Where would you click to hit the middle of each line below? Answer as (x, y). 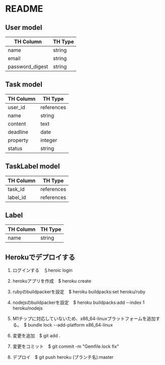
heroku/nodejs (27, 308)
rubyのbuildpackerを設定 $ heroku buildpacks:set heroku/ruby (79, 292)
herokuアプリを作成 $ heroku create (52, 281)
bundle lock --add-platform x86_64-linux (70, 325)
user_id (16, 107)
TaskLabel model (33, 167)
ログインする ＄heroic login (43, 270)
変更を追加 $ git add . (36, 336)
